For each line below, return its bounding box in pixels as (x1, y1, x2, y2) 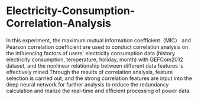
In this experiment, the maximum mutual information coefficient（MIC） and (6, 36, 191, 44)
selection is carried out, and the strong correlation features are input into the (6, 75, 193, 82)
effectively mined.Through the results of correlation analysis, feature (6, 68, 173, 75)
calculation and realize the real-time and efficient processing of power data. (6, 87, 191, 94)
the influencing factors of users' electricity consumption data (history (6, 49, 176, 56)
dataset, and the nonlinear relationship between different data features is (6, 62, 184, 69)
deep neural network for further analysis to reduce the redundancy (6, 81, 169, 88)
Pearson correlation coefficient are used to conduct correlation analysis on (6, 43, 189, 51)
